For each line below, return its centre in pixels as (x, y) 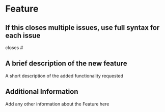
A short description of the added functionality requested (64, 76)
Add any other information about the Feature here (57, 104)
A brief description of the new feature (66, 64)
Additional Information (42, 92)
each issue (23, 35)
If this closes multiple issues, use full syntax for (82, 28)
